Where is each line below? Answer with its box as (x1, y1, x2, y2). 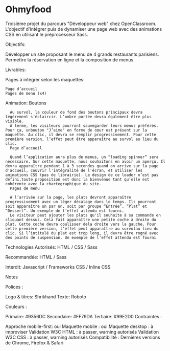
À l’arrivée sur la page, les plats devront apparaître (10, 194, 131, 200)
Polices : (5, 283, 23, 290)
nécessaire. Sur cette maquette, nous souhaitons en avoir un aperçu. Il (5, 159, 166, 164)
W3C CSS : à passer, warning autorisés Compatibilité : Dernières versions (5, 334, 160, 340)
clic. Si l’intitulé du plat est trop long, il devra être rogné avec (5, 230, 159, 236)
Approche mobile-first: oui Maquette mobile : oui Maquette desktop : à (5, 323, 154, 330)
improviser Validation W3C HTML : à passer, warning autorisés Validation (5, 328, 159, 335)
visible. (5, 119, 24, 124)
